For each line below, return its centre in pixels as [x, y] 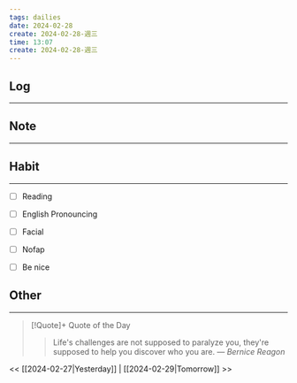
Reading [37, 196]
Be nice [36, 267]
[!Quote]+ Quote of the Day [80, 325]
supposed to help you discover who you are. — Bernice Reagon [169, 351]
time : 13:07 [31, 42]
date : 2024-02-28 [41, 26]
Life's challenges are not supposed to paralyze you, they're [161, 342]
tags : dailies [35, 17]
